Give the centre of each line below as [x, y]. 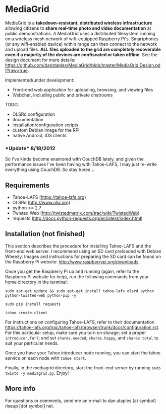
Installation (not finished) [45, 234]
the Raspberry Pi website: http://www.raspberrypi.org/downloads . [73, 261]
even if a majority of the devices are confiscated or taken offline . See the [81, 54]
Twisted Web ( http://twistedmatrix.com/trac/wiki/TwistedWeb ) [76, 213]
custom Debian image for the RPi [46, 130]
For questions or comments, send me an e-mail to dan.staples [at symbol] [81, 401]
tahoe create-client [27, 313]
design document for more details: [40, 60]
